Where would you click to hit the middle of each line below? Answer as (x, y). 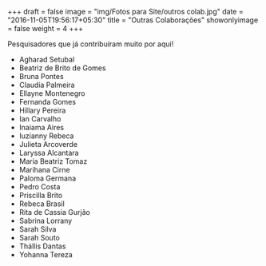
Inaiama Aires (42, 127)
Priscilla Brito (41, 195)
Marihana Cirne (44, 170)
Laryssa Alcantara (49, 153)
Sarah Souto (40, 238)
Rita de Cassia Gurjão (55, 212)
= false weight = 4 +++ (46, 28)
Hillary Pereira (42, 110)
